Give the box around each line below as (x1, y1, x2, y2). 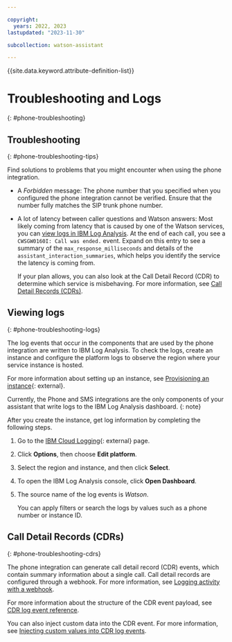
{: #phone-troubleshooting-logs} (7, 325, 100, 333)
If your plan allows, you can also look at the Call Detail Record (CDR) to (17, 272, 220, 280)
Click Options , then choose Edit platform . (17, 449, 137, 458)
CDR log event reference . (7, 605, 80, 614)
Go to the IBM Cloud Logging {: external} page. (17, 436, 150, 445)
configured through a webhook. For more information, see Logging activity (7, 578, 220, 586)
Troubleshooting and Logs (7, 91, 161, 107)
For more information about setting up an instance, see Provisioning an (7, 374, 210, 382)
